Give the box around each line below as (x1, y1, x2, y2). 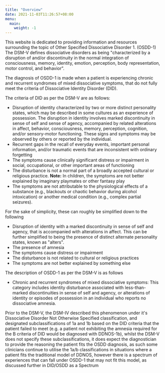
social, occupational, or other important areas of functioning (12, 163, 134, 168)
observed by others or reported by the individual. (12, 136, 112, 142)
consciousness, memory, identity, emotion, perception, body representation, (5, 60, 160, 66)
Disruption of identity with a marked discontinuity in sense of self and (12, 223, 154, 230)
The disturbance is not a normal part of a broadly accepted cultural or (12, 167, 154, 173)
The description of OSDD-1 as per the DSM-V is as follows (5, 270, 123, 276)
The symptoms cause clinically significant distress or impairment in (12, 157, 149, 163)
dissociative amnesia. (12, 300, 57, 306)
